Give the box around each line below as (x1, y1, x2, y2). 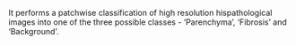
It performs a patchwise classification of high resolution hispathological (8, 8, 273, 18)
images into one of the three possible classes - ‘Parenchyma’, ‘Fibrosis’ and (8, 17, 288, 27)
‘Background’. (8, 26, 59, 36)
